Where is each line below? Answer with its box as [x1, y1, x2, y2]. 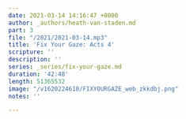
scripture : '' [8, 48, 55, 56]
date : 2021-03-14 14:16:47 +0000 [8, 11, 119, 20]
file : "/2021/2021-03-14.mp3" [8, 33, 108, 42]
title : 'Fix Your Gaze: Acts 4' [8, 41, 115, 49]
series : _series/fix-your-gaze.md [8, 63, 123, 71]
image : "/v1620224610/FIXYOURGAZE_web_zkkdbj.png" [8, 84, 179, 93]
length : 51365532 [8, 77, 66, 85]
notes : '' [8, 92, 41, 100]
